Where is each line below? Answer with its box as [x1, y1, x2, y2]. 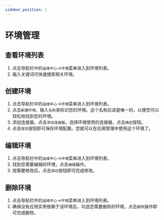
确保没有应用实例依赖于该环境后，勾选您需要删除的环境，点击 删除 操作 [12, 204, 153, 210]
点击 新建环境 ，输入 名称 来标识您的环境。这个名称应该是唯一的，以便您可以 [12, 107, 160, 113]
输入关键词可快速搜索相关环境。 [12, 71, 77, 77]
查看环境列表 [5, 51, 44, 60]
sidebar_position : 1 [5, 7, 48, 12]
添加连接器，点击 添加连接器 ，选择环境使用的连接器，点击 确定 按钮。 [12, 119, 146, 126]
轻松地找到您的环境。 [12, 113, 55, 119]
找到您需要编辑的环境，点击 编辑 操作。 [12, 161, 89, 167]
